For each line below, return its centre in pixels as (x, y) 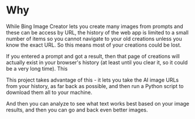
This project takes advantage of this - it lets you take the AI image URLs (93, 80)
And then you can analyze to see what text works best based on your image (98, 103)
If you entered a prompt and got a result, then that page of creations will (93, 56)
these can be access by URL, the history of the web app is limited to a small (97, 32)
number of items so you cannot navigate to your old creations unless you (94, 38)
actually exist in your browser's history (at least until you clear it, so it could (97, 62)
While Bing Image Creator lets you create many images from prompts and (95, 26)
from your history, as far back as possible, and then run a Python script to (95, 86)
